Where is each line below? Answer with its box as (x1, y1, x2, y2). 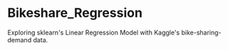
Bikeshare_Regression (7, 5, 142, 21)
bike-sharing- (181, 28, 222, 37)
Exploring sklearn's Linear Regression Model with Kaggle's (7, 28, 180, 37)
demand (7, 35, 32, 44)
